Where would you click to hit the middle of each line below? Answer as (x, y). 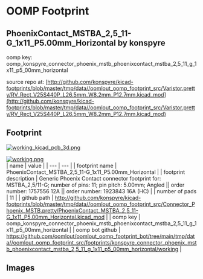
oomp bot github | (98, 229)
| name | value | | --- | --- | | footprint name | (62, 165)
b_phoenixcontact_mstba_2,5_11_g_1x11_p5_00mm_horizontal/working (92, 249)
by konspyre (141, 43)
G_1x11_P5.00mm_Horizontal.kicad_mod (55, 217)
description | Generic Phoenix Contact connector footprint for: (84, 178)
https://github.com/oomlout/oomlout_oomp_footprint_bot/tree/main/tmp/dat (101, 236)
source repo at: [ (27, 82)
